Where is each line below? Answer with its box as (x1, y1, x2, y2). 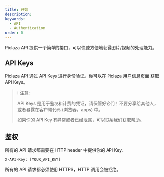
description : (5, 12, 32, 17)
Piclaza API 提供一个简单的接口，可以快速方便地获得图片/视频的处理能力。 (5, 45, 157, 50)
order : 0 (5, 30, 23, 35)
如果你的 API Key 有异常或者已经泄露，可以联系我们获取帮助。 (17, 117, 145, 123)
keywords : (5, 16, 26, 21)
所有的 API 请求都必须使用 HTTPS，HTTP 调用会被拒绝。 (5, 166, 121, 172)
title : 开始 (5, 7, 28, 12)
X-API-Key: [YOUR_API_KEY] (5, 157, 61, 162)
